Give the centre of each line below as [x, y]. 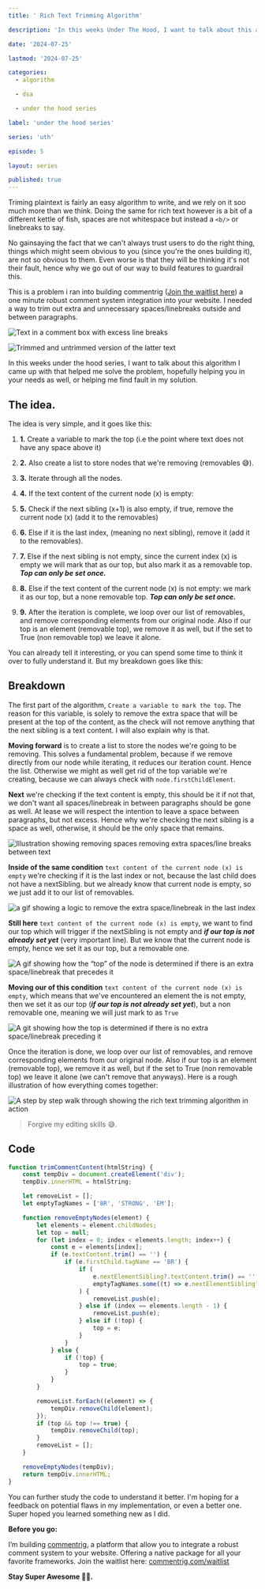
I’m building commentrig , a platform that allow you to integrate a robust [123, 1544]
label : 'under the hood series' [61, 123]
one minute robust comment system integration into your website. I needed [130, 301]
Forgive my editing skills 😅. [72, 1124]
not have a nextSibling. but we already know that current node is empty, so [130, 883]
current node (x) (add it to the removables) [89, 517]
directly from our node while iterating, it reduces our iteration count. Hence [130, 762]
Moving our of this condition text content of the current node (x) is [125, 987]
